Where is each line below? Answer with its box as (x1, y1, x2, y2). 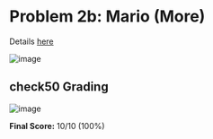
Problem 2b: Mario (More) (9, 6, 206, 27)
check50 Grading (9, 79, 110, 95)
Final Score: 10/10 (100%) (9, 120, 105, 131)
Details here (9, 36, 54, 47)
